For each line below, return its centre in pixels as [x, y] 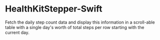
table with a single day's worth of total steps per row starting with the [75, 27]
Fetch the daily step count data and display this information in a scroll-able [80, 22]
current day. [17, 32]
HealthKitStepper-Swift [54, 9]
